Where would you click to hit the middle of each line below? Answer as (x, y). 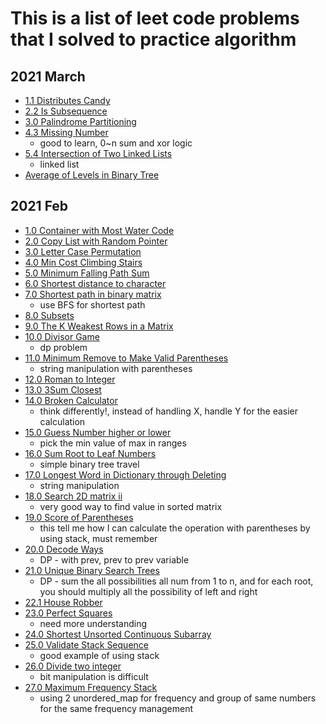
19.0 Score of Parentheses (79, 517)
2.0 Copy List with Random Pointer (96, 241)
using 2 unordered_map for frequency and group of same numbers (178, 698)
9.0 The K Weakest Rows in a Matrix (99, 326)
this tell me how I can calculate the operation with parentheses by (175, 528)
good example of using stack (99, 655)
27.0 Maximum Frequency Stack (91, 687)
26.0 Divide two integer (73, 666)
